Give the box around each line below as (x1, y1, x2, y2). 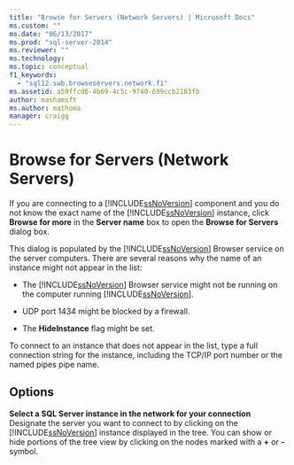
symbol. (9, 446, 38, 456)
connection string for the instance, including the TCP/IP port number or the (9, 350, 283, 360)
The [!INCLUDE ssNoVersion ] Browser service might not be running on (21, 280, 278, 291)
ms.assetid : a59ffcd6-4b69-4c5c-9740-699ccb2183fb (9, 87, 200, 96)
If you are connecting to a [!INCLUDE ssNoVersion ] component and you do (9, 198, 280, 209)
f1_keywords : (9, 71, 58, 80)
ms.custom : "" (9, 21, 62, 30)
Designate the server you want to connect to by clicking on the (9, 417, 239, 428)
